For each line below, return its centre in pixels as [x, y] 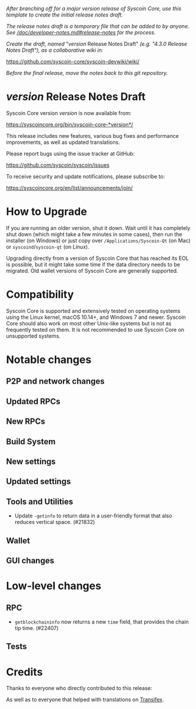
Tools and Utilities [40, 501]
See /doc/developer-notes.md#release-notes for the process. [81, 32]
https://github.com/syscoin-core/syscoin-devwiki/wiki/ [73, 62]
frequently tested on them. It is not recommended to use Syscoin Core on [95, 329]
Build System [31, 441]
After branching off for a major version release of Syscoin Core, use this [94, 9]
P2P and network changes [55, 382]
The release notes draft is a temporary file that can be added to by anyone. [98, 26]
